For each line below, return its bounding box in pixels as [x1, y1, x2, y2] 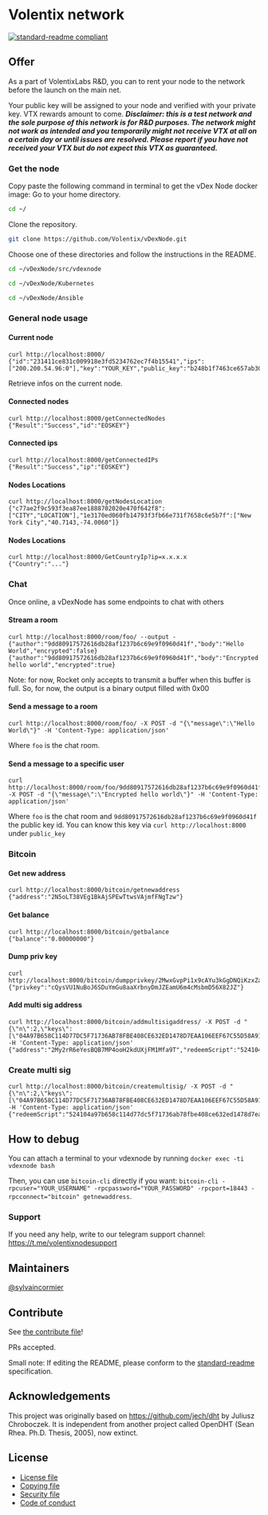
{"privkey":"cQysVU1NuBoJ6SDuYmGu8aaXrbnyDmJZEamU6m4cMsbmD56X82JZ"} [8, 983, 245, 991]
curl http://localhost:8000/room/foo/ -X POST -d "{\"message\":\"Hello [8, 720, 255, 728]
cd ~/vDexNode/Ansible [8, 294, 84, 302]
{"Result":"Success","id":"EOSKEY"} [8, 422, 130, 430]
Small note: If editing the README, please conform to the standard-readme [8, 1358, 255, 1368]
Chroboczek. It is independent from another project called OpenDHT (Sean [8, 1419, 254, 1429]
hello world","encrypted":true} [8, 661, 116, 669]
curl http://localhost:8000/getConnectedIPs [8, 456, 159, 464]
